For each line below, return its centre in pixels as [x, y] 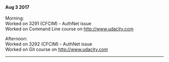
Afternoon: [16, 39]
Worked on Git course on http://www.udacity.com [57, 49]
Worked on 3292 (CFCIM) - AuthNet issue [49, 44]
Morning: [15, 18]
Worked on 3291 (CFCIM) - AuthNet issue [48, 24]
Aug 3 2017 [17, 7]
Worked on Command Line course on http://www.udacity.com [69, 29]
